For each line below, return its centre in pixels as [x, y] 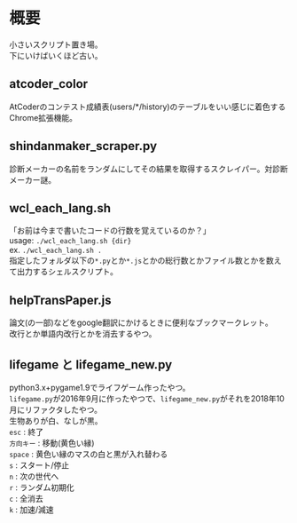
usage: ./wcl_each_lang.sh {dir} [70, 241]
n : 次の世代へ [34, 476]
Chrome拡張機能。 [43, 117]
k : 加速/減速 [32, 510]
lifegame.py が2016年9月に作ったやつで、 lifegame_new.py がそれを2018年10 [147, 399]
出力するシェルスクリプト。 [67, 272]
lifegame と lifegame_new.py [91, 365]
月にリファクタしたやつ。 [55, 410]
